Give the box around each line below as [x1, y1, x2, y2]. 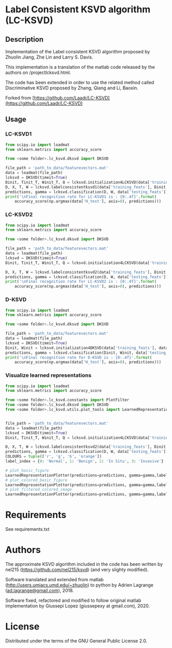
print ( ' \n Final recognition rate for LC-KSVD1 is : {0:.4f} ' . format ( [5, 194, 157, 199]
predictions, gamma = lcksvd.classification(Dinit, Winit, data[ [5, 350, 147, 355]
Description [5, 35, 44, 44]
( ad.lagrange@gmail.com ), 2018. [5, 587, 74, 594]
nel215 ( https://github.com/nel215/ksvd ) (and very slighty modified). [5, 566, 149, 573]
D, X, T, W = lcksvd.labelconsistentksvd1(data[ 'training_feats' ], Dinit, [5, 184, 168, 189]
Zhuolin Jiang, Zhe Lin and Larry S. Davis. [5, 54, 94, 60]
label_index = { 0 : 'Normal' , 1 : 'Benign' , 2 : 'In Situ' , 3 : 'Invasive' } [5, 459, 164, 464]
